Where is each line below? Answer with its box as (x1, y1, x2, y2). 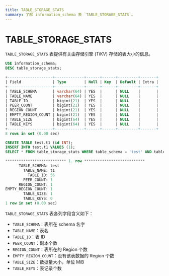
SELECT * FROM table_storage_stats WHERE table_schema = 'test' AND (5, 150, 152, 155)
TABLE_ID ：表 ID (12, 234, 45, 240)
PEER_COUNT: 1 (23, 177, 53, 182)
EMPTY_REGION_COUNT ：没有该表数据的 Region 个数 (12, 252, 115, 258)
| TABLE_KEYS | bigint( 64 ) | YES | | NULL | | (5, 121, 158, 126)
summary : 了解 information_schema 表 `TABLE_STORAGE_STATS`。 (5, 12, 135, 17)
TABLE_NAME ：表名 (12, 227, 49, 233)
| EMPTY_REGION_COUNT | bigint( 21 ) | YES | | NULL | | (5, 112, 158, 117)
